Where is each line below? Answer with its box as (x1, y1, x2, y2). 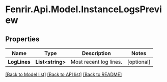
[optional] (127, 59, 151, 65)
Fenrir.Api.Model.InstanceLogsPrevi (5, 4, 162, 15)
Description (82, 50, 111, 57)
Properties (5, 35, 40, 43)
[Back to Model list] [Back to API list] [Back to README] (5, 71, 122, 77)
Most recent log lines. (70, 59, 122, 65)
